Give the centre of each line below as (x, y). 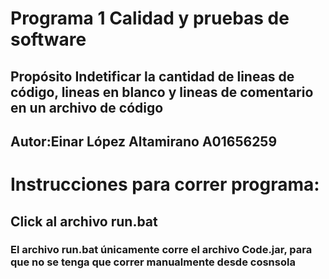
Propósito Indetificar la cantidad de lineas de (152, 76)
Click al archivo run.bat (84, 221)
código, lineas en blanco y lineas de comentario (162, 92)
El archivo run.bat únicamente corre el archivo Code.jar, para (161, 250)
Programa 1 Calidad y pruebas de (150, 18)
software (48, 39)
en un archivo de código (87, 107)
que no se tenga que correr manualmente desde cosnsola (153, 262)
